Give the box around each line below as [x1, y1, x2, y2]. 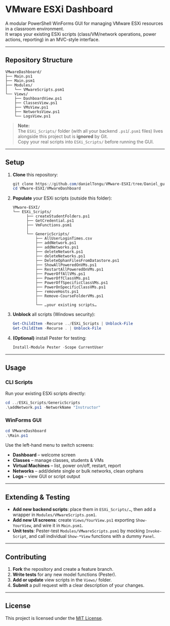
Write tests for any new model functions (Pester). [12, 571, 116, 578]
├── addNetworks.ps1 [35, 245, 79, 250]
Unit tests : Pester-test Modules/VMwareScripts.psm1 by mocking [12, 528, 145, 534]
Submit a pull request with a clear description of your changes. [12, 582, 145, 589]
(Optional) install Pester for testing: [12, 335, 87, 341]
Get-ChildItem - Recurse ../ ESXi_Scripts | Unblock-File [12, 321, 133, 326]
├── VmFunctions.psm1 [26, 223, 72, 228]
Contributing [5, 553, 47, 561]
